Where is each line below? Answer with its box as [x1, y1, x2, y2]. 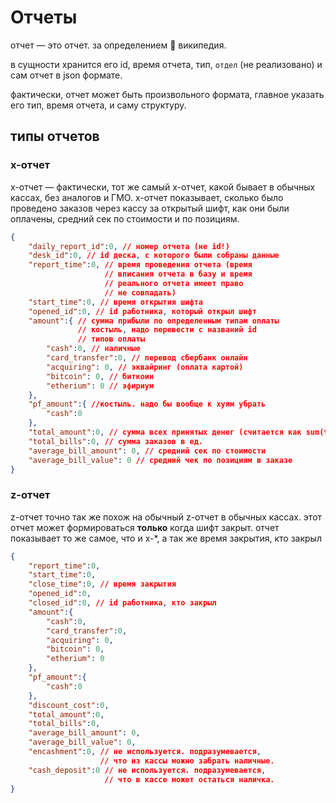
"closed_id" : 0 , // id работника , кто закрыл [28, 598, 217, 608]
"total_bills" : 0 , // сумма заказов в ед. [28, 436, 203, 446]
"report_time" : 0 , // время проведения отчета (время [28, 260, 253, 270]
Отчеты [10, 6, 78, 29]
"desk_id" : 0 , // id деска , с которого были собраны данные [28, 251, 280, 261]
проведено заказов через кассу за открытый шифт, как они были [10, 202, 290, 214]
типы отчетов [10, 128, 100, 145]
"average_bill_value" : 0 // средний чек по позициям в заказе [28, 455, 293, 465]
